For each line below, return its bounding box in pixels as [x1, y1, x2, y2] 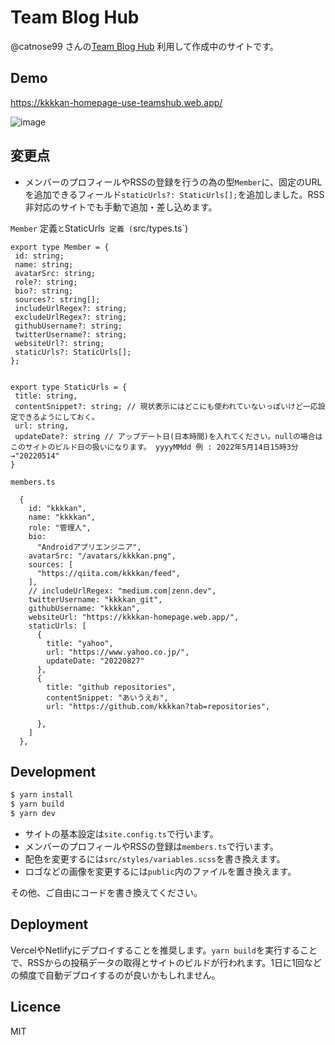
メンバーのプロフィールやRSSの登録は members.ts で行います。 [24, 841, 279, 852]
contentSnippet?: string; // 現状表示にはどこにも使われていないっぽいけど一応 [14, 401, 318, 411]
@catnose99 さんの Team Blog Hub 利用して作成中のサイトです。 [10, 40, 279, 52]
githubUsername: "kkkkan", [28, 603, 141, 613]
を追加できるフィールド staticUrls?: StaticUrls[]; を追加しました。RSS [24, 188, 325, 200]
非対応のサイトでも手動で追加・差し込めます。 [24, 201, 218, 213]
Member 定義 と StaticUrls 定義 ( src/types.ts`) [10, 222, 189, 234]
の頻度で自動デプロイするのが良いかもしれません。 [10, 969, 221, 981]
